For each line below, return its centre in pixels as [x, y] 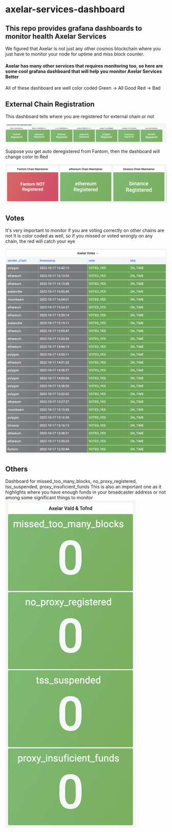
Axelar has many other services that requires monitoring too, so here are [84, 66]
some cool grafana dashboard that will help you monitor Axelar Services [84, 71]
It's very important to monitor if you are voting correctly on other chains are [85, 230]
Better [12, 77]
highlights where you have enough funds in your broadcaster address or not [85, 492]
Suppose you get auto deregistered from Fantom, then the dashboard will [83, 152]
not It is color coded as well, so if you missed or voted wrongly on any [79, 236]
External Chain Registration [50, 104]
